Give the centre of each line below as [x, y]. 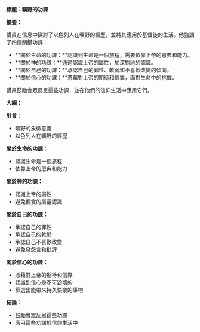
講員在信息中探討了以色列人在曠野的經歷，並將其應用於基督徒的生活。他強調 [100, 35]
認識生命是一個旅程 [39, 161]
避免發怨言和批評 [36, 249]
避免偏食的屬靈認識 [39, 202]
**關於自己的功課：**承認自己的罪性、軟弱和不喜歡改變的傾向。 [93, 70]
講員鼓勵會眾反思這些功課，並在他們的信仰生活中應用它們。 [79, 90]
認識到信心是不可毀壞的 [44, 282]
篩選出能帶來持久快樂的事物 [49, 290]
